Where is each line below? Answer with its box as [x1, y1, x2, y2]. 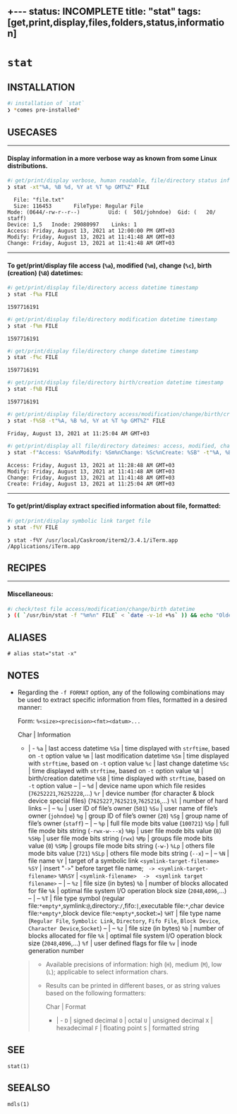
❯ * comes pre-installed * [7, 107, 80, 114]
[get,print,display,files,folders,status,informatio [7, 17, 224, 29]
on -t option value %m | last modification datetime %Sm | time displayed [28, 751, 229, 760]
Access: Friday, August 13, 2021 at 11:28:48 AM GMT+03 [7, 461, 175, 468]
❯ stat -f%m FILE [7, 322, 59, 329]
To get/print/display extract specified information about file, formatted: [7, 502, 221, 510]
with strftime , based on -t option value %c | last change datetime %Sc [28, 758, 229, 768]
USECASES [7, 126, 58, 138]
